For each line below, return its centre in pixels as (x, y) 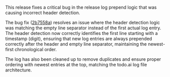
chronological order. (36, 49)
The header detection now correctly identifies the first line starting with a (82, 33)
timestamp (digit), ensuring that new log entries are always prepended (79, 38)
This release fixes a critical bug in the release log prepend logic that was (81, 7)
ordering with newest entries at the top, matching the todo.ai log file (76, 65)
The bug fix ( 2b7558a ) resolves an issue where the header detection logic (83, 23)
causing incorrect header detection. (43, 13)
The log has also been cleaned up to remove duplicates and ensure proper (83, 59)
